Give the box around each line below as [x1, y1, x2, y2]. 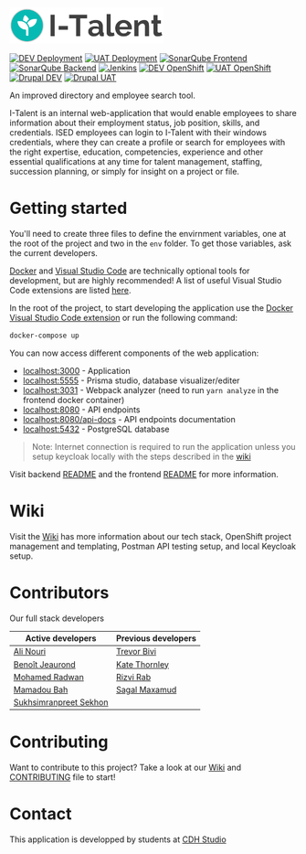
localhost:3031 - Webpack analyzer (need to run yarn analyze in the [22, 384, 280, 395]
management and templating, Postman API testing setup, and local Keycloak [9, 540, 297, 551]
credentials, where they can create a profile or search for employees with [9, 137, 286, 148]
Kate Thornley [115, 658, 169, 669]
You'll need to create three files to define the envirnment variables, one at [9, 228, 287, 239]
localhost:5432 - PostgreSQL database [22, 423, 170, 434]
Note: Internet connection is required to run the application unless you [31, 441, 296, 452]
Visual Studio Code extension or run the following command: [9, 312, 238, 323]
